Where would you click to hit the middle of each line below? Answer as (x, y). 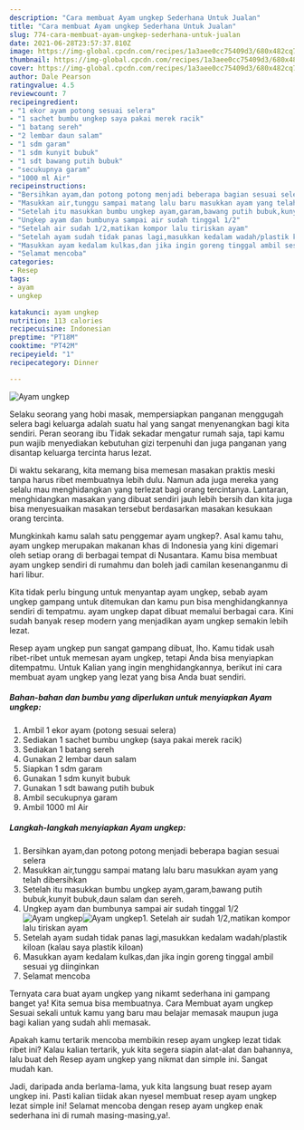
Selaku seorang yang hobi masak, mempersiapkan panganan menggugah (147, 414)
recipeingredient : (44, 102)
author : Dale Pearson (50, 77)
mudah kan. (32, 1068)
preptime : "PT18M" (44, 338)
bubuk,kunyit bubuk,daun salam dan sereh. (103, 899)
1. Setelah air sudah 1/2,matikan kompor (217, 918)
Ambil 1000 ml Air (55, 806)
